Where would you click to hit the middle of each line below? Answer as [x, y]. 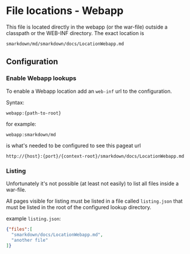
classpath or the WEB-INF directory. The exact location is [75, 33]
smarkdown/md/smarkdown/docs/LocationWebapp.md [65, 44]
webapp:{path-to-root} [34, 113]
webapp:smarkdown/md [31, 135]
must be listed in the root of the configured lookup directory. [79, 207]
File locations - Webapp [65, 11]
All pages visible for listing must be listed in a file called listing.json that [94, 201]
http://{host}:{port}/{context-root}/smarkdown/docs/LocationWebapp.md [95, 156]
